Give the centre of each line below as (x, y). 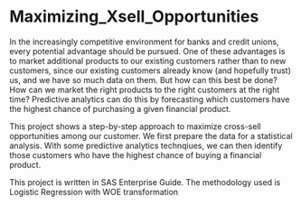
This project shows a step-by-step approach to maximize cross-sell (135, 126)
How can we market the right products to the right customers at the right (145, 89)
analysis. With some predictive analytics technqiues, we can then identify (146, 145)
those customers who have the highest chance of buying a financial (136, 154)
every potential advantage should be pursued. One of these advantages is (147, 51)
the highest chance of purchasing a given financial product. (120, 108)
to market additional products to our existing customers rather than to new (148, 61)
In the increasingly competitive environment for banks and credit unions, (144, 42)
